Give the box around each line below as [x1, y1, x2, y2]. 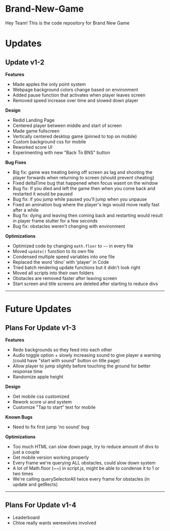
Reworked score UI [12, 144, 53, 150]
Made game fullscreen [12, 128, 60, 134]
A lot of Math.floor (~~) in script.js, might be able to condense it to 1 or [12, 465, 160, 471]
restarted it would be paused [12, 191, 73, 197]
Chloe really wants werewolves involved [12, 519, 97, 526]
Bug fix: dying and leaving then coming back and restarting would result [12, 212, 163, 218]
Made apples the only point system [12, 81, 86, 87]
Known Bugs [5, 414, 33, 420]
